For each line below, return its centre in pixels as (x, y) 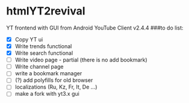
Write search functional (44, 53)
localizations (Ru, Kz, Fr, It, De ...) (56, 87)
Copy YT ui (29, 39)
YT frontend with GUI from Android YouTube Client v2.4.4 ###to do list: (95, 28)
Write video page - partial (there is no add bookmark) (81, 60)
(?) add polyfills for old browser (54, 80)
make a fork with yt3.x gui (47, 94)
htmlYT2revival (46, 11)
